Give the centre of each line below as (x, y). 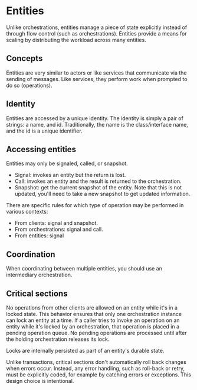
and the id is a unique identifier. (44, 131)
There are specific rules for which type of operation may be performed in (95, 205)
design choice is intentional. (40, 381)
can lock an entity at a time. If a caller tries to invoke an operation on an (93, 320)
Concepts (24, 58)
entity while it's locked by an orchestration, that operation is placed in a (93, 326)
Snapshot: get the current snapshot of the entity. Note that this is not (98, 188)
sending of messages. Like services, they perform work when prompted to (97, 79)
